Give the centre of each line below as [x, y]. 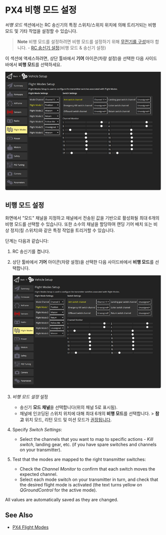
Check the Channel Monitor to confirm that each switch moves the [87, 469]
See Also [19, 515]
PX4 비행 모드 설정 [41, 10]
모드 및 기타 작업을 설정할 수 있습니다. [41, 31]
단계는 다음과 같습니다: [27, 241]
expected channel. [39, 475]
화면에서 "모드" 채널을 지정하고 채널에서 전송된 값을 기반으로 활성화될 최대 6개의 [82, 218]
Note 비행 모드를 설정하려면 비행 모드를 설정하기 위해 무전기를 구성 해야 [85, 41]
